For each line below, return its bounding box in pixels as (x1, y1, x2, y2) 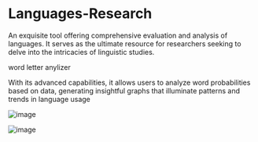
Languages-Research (8, 5, 153, 23)
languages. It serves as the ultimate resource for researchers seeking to (8, 38, 241, 48)
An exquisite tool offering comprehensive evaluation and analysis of (8, 31, 228, 40)
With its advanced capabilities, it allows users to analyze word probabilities (8, 78, 251, 87)
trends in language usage (8, 94, 90, 104)
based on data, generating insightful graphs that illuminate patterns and (8, 86, 241, 95)
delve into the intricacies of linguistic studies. (8, 47, 155, 56)
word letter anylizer (8, 62, 71, 71)
